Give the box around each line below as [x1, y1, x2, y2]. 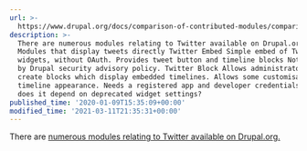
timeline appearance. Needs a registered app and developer [17, 81, 251, 90]
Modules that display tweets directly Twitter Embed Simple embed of [17, 47, 288, 56]
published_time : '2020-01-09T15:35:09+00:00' [9, 97, 185, 107]
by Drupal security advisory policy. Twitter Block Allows [17, 65, 248, 74]
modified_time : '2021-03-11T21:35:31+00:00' [9, 106, 182, 116]
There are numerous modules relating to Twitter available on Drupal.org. [9, 131, 281, 142]
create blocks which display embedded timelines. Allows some [17, 73, 259, 82]
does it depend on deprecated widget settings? [17, 89, 203, 98]
